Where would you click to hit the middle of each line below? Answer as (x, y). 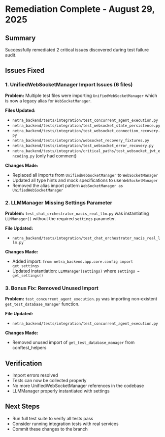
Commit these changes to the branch (50, 429)
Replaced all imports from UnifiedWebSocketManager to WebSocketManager (85, 175)
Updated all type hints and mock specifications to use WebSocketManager (85, 180)
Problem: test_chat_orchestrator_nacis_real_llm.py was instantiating (77, 213)
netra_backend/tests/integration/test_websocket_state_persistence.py (86, 125)
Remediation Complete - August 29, (80, 9)
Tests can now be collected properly (49, 381)
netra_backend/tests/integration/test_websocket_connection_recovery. (86, 131)
